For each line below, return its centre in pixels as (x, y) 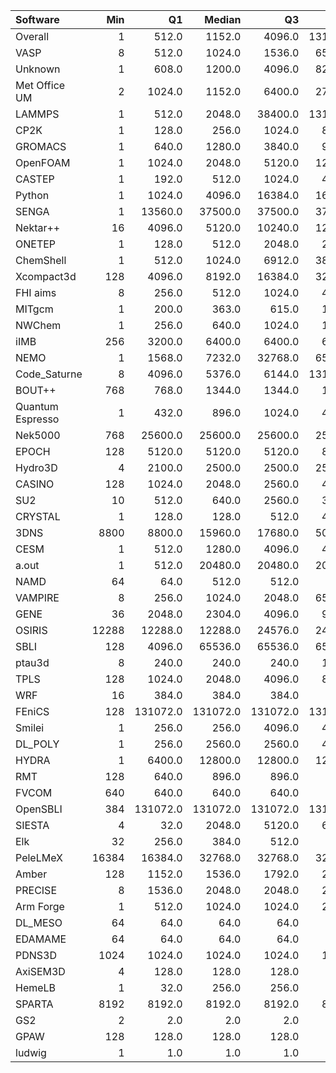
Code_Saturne (49, 374)
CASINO (35, 484)
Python (32, 195)
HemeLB (36, 987)
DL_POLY (37, 744)
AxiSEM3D (40, 971)
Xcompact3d (46, 276)
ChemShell (41, 260)
